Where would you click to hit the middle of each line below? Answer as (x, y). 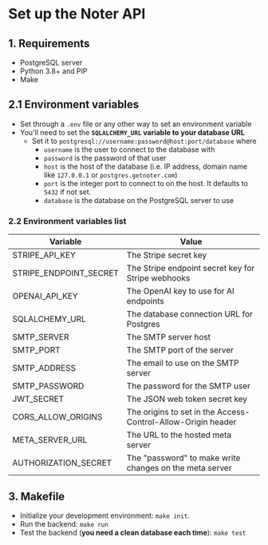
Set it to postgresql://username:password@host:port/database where (144, 141)
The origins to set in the (171, 412)
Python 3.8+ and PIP (53, 71)
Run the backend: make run (64, 523)
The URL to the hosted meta (179, 435)
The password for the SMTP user (189, 386)
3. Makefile (37, 496)
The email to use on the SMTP (183, 363)
